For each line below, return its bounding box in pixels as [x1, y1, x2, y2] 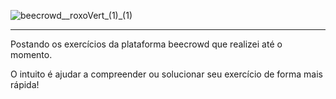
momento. [10, 49, 53, 60]
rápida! [10, 79, 40, 90]
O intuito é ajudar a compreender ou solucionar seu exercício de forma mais [10, 68, 323, 80]
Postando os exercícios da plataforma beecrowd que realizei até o [10, 38, 283, 50]
